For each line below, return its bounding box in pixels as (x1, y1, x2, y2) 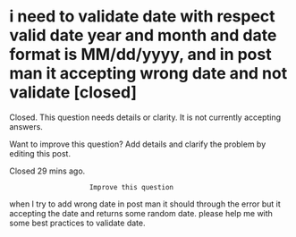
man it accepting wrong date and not (9, 63, 288, 84)
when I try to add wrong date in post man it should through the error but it (9, 199, 281, 209)
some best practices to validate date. (9, 217, 146, 228)
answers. (9, 121, 43, 131)
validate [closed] (9, 82, 137, 103)
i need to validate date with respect (9, 6, 275, 27)
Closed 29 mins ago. (9, 165, 86, 176)
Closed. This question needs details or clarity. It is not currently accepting (9, 112, 282, 123)
